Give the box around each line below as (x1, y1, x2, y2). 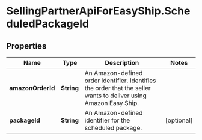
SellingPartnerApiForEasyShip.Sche (6, 4, 191, 18)
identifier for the (84, 116, 130, 124)
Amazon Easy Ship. (84, 99, 139, 107)
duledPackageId (6, 17, 89, 31)
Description (105, 59, 139, 67)
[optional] (165, 116, 193, 124)
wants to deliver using (84, 91, 147, 100)
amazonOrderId (9, 84, 55, 92)
